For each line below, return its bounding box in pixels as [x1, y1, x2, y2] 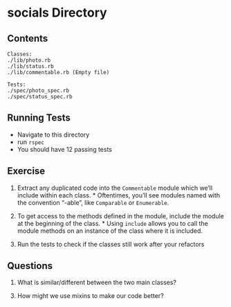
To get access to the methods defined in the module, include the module [17, 211, 225, 220]
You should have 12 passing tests [17, 145, 113, 153]
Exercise [7, 165, 46, 177]
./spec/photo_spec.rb [7, 87, 70, 94]
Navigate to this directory [17, 130, 90, 139]
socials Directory [7, 5, 107, 21]
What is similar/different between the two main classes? [17, 279, 177, 287]
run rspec [17, 137, 45, 146]
